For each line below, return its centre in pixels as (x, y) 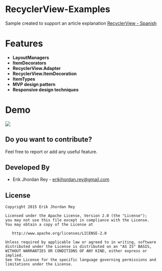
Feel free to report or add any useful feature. (51, 152)
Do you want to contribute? (49, 140)
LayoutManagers (31, 57)
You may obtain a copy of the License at (49, 225)
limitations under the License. (39, 264)
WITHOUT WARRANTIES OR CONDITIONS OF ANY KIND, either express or (76, 251)
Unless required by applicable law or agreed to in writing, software (81, 242)
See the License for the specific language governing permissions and (81, 260)
